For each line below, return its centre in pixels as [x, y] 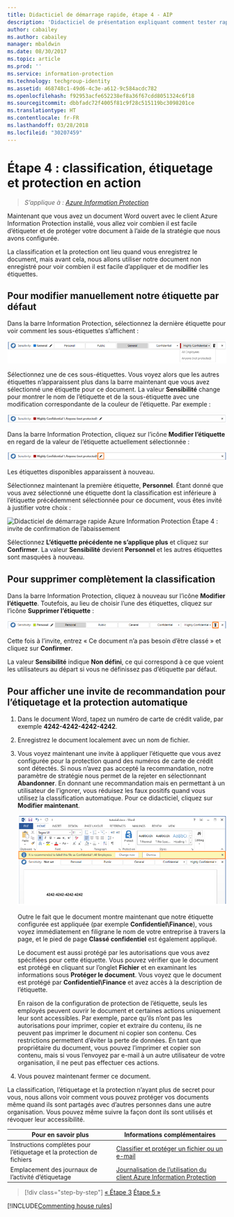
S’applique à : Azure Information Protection [86, 202]
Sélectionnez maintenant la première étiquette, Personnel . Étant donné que [116, 486]
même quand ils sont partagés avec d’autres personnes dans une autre [109, 1105]
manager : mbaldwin [34, 44]
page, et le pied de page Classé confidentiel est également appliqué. [117, 939]
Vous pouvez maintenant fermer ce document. [84, 1076]
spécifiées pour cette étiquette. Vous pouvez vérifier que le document [118, 960]
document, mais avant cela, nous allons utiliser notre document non [104, 259]
